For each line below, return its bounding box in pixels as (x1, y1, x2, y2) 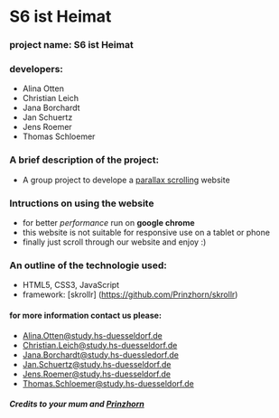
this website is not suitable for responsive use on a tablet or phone (22, 228, 271, 237)
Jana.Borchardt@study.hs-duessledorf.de (22, 349, 179, 360)
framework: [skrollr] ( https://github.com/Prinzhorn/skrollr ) (22, 289, 238, 300)
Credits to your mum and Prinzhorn (9, 399, 144, 410)
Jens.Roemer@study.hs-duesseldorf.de (22, 368, 172, 379)
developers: (9, 63, 63, 76)
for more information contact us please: (9, 310, 163, 320)
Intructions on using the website (9, 197, 154, 209)
